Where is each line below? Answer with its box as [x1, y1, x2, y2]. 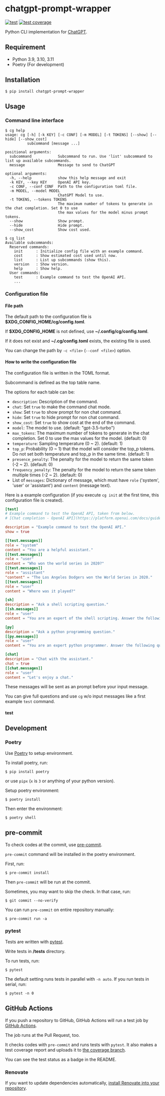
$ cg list [5, 236, 26, 241]
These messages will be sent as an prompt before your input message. [5, 684, 149, 690]
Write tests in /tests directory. [5, 948, 66, 954]
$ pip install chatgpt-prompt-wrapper [5, 89, 84, 94]
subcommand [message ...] [27, 141, 80, 146]
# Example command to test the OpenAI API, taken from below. [5, 511, 135, 516]
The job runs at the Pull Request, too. [5, 1032, 80, 1038]
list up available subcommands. [5, 158, 71, 163]
